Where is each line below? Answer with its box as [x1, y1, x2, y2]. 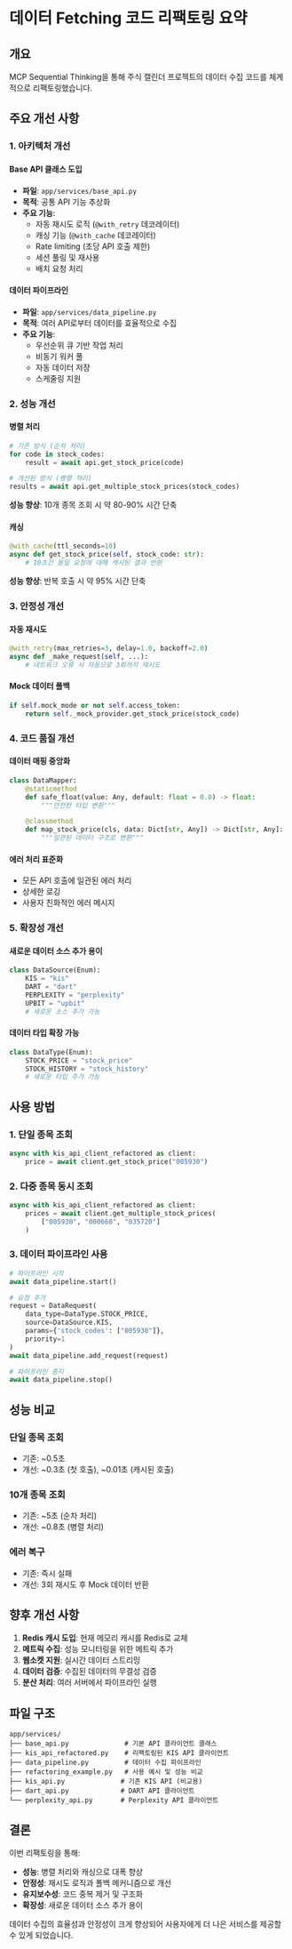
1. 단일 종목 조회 [9, 1128, 73, 1141]
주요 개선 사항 [9, 111, 80, 126]
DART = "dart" [25, 983, 77, 991]
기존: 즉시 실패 [21, 1568, 73, 1578]
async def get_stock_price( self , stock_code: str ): [9, 550, 204, 559]
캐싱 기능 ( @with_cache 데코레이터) [35, 229, 157, 240]
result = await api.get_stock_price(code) [25, 458, 185, 467]
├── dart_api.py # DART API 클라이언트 [9, 1786, 195, 1796]
